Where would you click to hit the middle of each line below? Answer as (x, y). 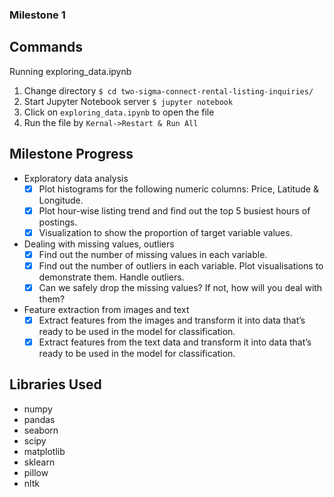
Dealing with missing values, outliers (99, 244)
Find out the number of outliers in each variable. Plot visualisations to (181, 265)
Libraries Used (55, 384)
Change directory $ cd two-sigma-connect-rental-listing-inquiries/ (168, 90)
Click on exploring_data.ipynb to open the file (119, 112)
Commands (46, 47)
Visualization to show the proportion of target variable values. (165, 232)
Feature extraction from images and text (106, 309)
